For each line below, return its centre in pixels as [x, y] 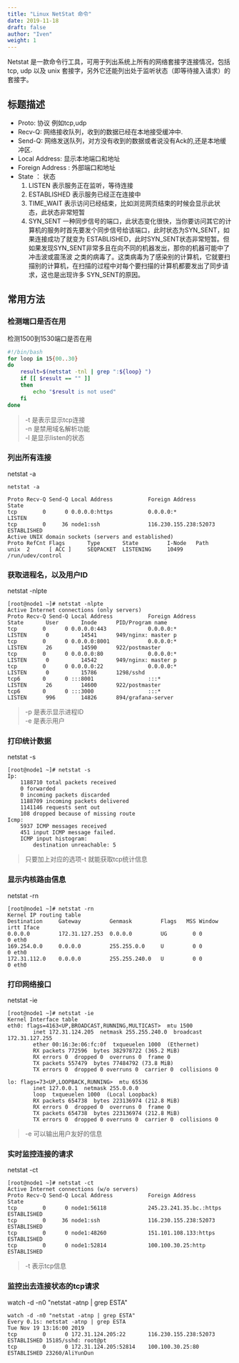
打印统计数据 [30, 742]
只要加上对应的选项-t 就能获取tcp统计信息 [86, 859]
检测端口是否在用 [37, 321]
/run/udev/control [35, 555]
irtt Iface [24, 927]
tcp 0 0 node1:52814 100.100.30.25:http [106, 1246]
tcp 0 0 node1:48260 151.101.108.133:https [111, 1233]
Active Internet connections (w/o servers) [73, 1189]
